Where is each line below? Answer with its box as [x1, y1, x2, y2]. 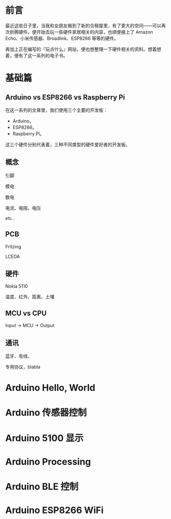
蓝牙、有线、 [5, 353, 32, 359]
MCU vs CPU [5, 309, 47, 317]
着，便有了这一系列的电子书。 [5, 52, 68, 59]
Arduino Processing [5, 456, 91, 467]
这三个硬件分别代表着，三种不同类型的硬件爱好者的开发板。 [5, 141, 130, 147]
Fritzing [5, 243, 21, 250]
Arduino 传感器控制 [5, 407, 87, 418]
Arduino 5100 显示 [5, 432, 84, 444]
